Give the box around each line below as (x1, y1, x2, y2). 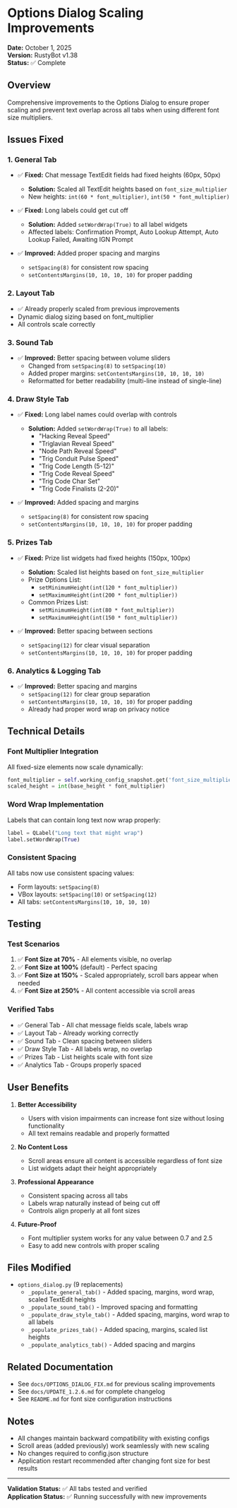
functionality (28, 1121, 65, 1130)
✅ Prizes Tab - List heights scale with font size (17, 1052, 153, 1061)
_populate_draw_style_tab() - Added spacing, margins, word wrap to (28, 1310, 230, 1319)
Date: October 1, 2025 (7, 43, 72, 52)
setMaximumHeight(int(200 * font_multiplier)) (38, 592, 178, 599)
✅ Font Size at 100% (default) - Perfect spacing (17, 963, 157, 971)
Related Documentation (7, 1361, 114, 1373)
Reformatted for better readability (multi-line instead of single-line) (28, 377, 222, 385)
